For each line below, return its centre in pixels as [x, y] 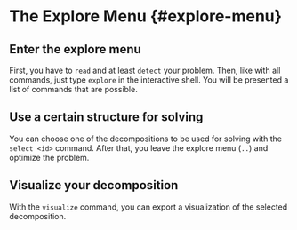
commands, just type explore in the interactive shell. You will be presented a [149, 80]
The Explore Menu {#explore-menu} [146, 16]
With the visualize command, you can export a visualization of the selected [148, 207]
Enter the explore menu [76, 49]
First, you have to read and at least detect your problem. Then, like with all [145, 70]
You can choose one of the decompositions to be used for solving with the [146, 139]
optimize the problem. [49, 157]
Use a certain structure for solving [106, 117]
